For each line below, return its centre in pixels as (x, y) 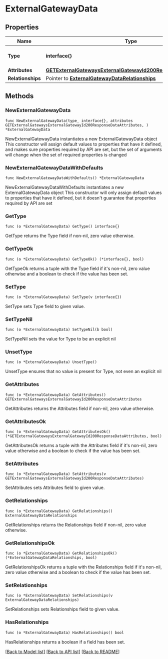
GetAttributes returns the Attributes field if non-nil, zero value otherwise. (80, 408)
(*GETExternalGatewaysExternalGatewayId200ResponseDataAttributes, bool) (84, 436)
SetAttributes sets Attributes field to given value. (55, 487)
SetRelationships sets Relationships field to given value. (62, 609)
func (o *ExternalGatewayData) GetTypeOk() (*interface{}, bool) (74, 259)
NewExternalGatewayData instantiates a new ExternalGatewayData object (81, 138)
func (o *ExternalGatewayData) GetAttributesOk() (58, 432)
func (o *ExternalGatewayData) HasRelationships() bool (64, 632)
